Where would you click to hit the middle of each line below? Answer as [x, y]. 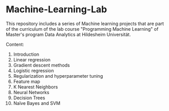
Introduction [26, 54]
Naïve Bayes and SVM [37, 103]
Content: [15, 44]
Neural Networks [31, 92]
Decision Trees [29, 98]
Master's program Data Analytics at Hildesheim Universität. [68, 34]
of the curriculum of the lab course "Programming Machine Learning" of [82, 29]
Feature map [27, 81]
